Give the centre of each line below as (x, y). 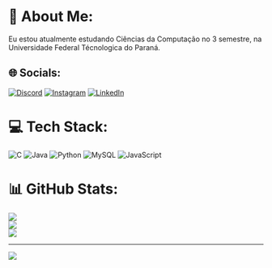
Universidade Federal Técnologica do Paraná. (84, 47)
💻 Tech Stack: (58, 127)
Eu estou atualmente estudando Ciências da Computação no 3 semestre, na (135, 39)
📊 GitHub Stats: (64, 189)
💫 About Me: (51, 17)
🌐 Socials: (35, 73)
